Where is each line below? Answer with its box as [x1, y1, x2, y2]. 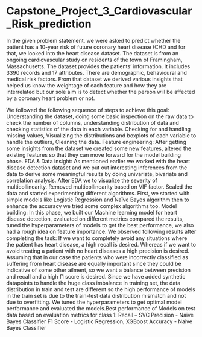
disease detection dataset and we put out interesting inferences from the [6, 164, 188, 171]
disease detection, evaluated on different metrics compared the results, [6, 215, 184, 222]
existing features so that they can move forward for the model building [6, 151, 181, 158]
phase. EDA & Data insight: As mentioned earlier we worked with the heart [6, 157, 191, 165]
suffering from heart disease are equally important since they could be [6, 260, 182, 267]
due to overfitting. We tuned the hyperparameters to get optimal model [6, 298, 182, 306]
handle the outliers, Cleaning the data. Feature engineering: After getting [6, 138, 187, 145]
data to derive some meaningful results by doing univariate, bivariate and [6, 170, 188, 177]
